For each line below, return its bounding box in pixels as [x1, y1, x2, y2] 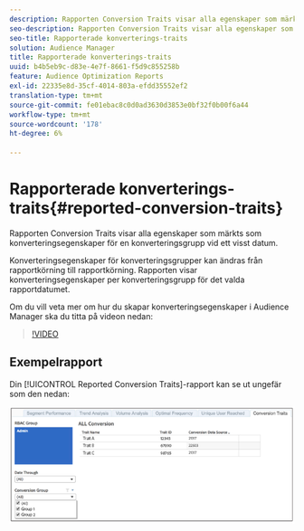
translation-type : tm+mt [9, 90, 103, 100]
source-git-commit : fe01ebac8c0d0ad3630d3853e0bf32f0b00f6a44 [9, 100, 249, 109]
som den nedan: [9, 388, 71, 399]
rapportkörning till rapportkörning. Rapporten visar [9, 264, 198, 275]
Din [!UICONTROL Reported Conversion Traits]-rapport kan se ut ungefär [9, 378, 282, 389]
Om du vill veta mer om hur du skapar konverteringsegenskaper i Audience [9, 301, 290, 312]
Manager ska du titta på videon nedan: [9, 310, 154, 321]
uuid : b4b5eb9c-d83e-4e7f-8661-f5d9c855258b [9, 62, 180, 71]
